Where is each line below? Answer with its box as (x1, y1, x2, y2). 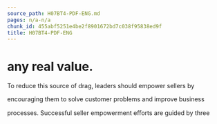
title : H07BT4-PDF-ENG (7, 29, 73, 37)
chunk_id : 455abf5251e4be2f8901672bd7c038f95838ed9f (7, 23, 162, 30)
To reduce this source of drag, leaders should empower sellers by (7, 82, 195, 90)
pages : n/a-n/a (7, 17, 51, 23)
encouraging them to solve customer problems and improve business (7, 95, 205, 103)
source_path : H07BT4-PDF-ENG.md (7, 10, 100, 17)
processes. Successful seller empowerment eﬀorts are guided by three (7, 109, 210, 117)
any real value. (7, 59, 93, 74)
